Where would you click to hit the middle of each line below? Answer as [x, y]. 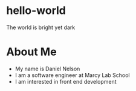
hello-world [36, 11]
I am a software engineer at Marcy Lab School [72, 75]
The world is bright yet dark [41, 27]
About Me [31, 52]
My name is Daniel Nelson [47, 69]
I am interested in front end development [66, 81]
